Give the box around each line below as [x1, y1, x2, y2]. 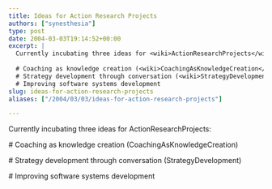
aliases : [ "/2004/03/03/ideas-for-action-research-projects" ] [8, 95, 223, 103]
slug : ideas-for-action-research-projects [8, 87, 154, 96]
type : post [8, 27, 45, 35]
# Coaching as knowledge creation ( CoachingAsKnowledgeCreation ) [8, 140, 239, 150]
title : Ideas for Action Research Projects [8, 11, 158, 20]
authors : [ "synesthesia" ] [8, 19, 96, 28]
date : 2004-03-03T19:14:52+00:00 [8, 34, 121, 43]
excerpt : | [8, 42, 45, 50]
